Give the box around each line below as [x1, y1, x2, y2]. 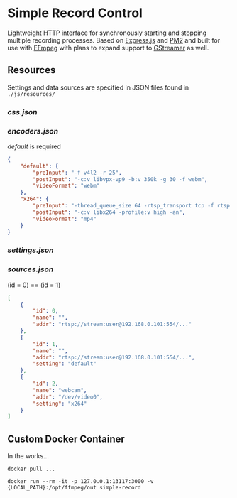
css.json [7, 107, 38, 117]
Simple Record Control [7, 5, 143, 21]
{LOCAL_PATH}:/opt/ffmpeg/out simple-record [7, 485, 141, 492]
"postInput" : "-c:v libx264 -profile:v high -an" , [33, 208, 186, 216]
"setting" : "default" [33, 360, 97, 367]
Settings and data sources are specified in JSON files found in [7, 83, 189, 92]
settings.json [7, 245, 55, 255]
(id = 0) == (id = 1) [7, 281, 61, 289]
